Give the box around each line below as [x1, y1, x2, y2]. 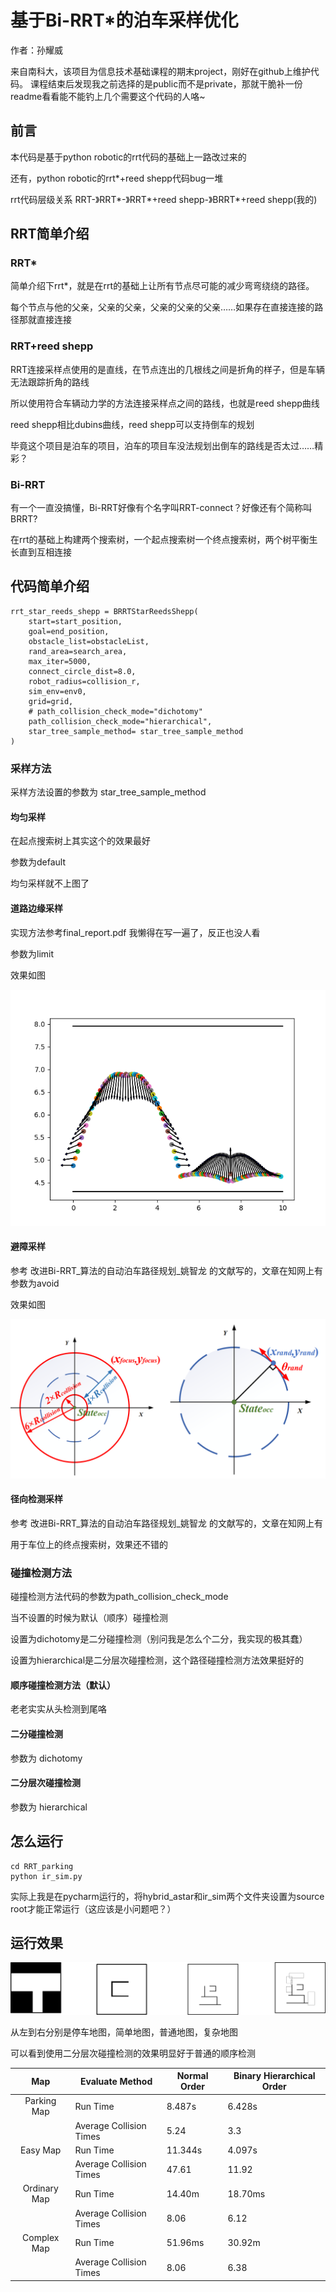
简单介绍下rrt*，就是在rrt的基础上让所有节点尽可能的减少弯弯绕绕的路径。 [10, 280, 315, 292]
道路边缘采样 [10, 902, 63, 914]
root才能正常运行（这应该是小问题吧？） [10, 1902, 177, 1915]
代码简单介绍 [10, 578, 90, 595]
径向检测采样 [10, 1493, 63, 1505]
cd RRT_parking [10, 1861, 74, 1871]
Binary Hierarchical [233, 2070, 316, 2082]
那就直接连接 [18, 314, 72, 326]
